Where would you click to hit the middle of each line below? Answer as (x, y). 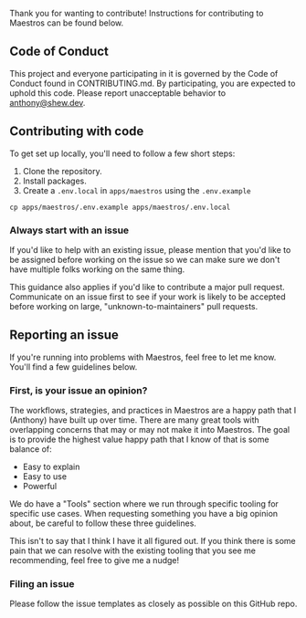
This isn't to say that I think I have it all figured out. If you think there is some (153, 541)
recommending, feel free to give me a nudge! (95, 560)
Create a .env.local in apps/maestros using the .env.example (137, 190)
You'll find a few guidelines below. (74, 367)
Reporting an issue (64, 335)
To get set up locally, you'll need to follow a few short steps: (122, 153)
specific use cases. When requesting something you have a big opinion (144, 514)
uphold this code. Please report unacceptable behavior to (118, 93)
